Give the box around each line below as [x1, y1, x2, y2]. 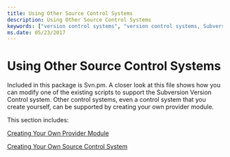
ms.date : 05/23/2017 [7, 29, 66, 36]
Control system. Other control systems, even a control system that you [7, 96, 207, 104]
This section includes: [7, 116, 69, 124]
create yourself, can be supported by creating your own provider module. [7, 103, 214, 111]
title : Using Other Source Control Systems [7, 10, 133, 17]
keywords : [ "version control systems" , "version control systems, [7, 23, 201, 29]
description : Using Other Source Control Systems [7, 16, 152, 23]
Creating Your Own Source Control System [7, 143, 128, 151]
